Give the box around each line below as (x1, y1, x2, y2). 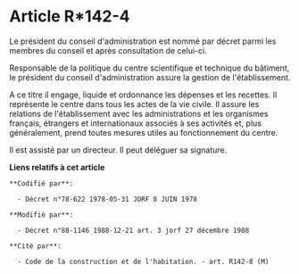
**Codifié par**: (9, 179, 74, 188)
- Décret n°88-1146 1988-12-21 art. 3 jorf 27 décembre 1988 (17, 226, 250, 235)
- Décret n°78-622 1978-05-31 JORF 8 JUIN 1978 (17, 195, 198, 203)
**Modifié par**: (9, 210, 74, 220)
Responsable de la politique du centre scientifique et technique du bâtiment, (9, 62, 290, 73)
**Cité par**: (9, 241, 62, 251)
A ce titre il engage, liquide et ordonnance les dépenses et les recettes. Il (9, 89, 278, 100)
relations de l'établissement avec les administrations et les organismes (9, 108, 270, 119)
